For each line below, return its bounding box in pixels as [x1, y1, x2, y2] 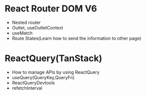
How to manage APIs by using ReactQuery [11, 69, 100, 75]
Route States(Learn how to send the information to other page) [11, 35, 141, 41]
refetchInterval [11, 85, 42, 91]
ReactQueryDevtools [11, 80, 55, 86]
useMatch [11, 30, 33, 36]
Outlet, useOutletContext [11, 24, 63, 30]
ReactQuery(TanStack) [4, 53, 102, 64]
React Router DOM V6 [4, 3, 97, 14]
